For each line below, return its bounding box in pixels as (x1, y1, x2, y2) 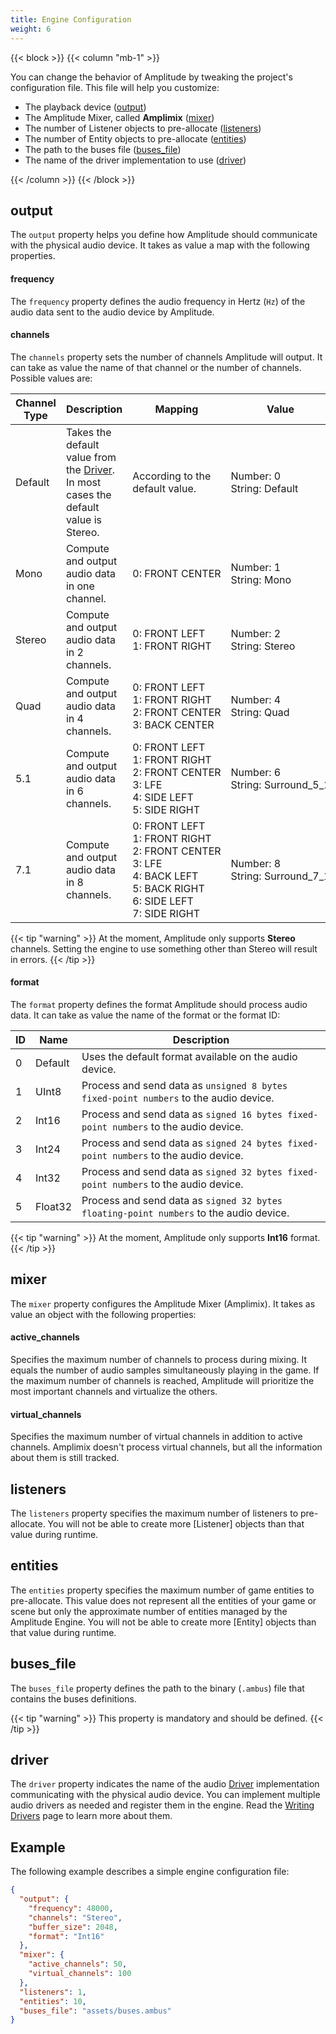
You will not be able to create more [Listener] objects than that (47, 1517, 305, 1530)
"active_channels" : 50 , (28, 1959, 128, 1970)
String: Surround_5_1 (230, 777, 331, 791)
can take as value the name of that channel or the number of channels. (10, 361, 302, 373)
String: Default (230, 481, 299, 495)
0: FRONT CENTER (132, 566, 222, 580)
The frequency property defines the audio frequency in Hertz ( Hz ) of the (10, 295, 306, 307)
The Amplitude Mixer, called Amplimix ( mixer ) (24, 111, 215, 123)
